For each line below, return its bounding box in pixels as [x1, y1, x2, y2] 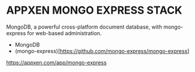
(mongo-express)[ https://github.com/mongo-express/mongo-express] [14, 47, 190, 54]
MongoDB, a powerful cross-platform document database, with [6, 23, 163, 30]
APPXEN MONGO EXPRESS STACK [6, 4, 182, 17]
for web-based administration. [26, 29, 102, 36]
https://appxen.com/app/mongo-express [6, 59, 107, 66]
